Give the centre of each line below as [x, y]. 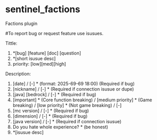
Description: [18, 74]
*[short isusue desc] [34, 58]
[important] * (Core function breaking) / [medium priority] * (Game [82, 100]
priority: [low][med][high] [39, 64]
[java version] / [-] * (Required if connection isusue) [67, 121]
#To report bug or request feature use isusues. [54, 33]
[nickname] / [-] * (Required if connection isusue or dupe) [73, 89]
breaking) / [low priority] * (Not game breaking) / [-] [67, 105]
